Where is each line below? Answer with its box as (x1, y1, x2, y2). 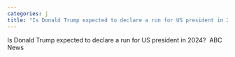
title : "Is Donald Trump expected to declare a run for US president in (7, 17, 224, 24)
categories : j (7, 10, 49, 17)
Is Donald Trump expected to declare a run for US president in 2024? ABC (7, 35, 222, 44)
